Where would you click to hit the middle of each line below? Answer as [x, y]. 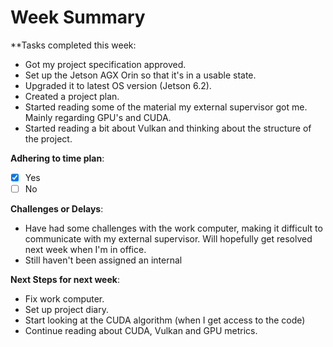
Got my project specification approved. [105, 64]
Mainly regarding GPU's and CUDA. [98, 117]
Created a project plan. [72, 96]
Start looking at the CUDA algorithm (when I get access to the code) [165, 320]
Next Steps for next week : [65, 280]
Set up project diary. [66, 310]
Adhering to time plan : [57, 158]
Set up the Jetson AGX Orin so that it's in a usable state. [140, 75]
